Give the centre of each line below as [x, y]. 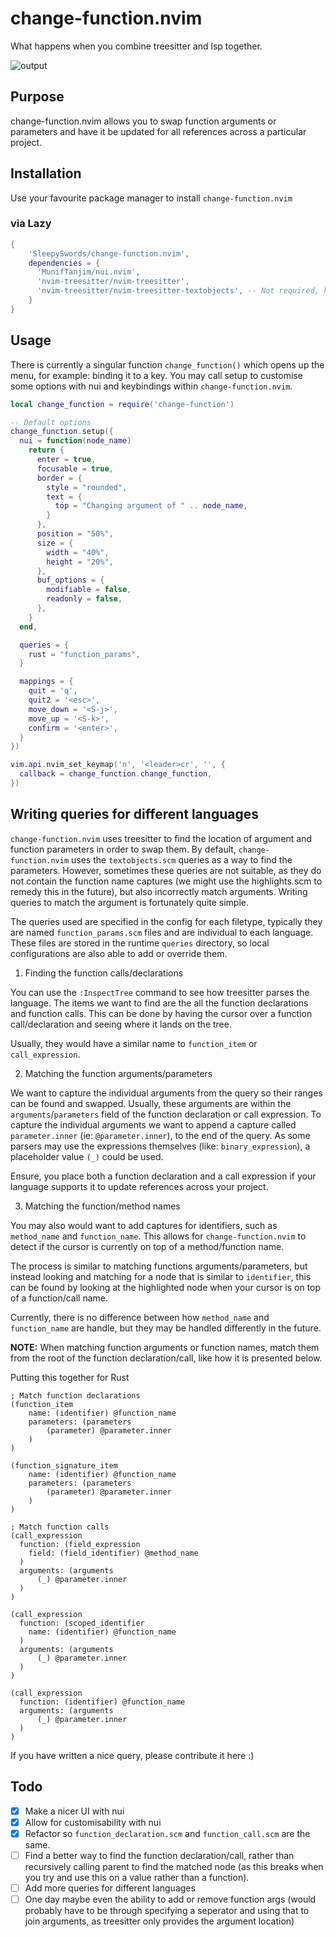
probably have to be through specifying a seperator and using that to [167, 1910]
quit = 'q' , [53, 691]
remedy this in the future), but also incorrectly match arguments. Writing [159, 891]
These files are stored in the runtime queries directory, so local [140, 943]
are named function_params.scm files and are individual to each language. [162, 932]
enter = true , [66, 460]
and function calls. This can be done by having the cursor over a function [161, 1013]
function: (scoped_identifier [82, 1623]
